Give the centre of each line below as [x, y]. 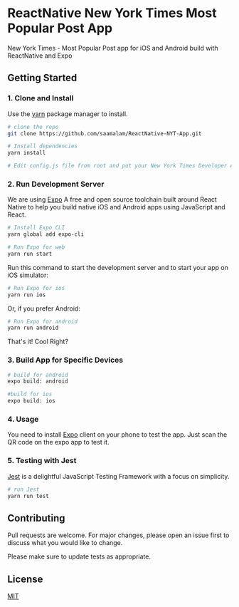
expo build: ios [31, 401]
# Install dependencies [43, 146]
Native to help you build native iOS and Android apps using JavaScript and [116, 207]
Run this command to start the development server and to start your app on [118, 267]
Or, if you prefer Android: [44, 308]
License [25, 579]
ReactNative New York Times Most [112, 13]
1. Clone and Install [41, 98]
